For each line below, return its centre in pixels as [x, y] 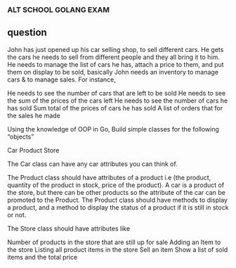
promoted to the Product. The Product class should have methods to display [118, 200]
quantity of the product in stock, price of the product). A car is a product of [116, 185]
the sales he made [34, 115]
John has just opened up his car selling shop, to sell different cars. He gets [116, 49]
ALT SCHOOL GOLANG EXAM [59, 10]
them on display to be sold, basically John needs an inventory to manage [113, 72]
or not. [17, 215]
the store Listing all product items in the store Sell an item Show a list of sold [118, 249]
